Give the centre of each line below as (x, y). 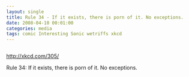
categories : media (29, 28)
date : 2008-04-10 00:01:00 (40, 23)
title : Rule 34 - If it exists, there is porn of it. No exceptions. (95, 17)
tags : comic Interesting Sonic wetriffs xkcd (64, 34)
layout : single (25, 12)
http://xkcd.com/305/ (33, 56)
